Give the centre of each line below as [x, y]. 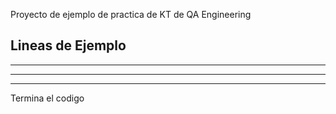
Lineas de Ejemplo [68, 45]
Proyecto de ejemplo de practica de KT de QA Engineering [131, 14]
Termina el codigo [47, 98]
